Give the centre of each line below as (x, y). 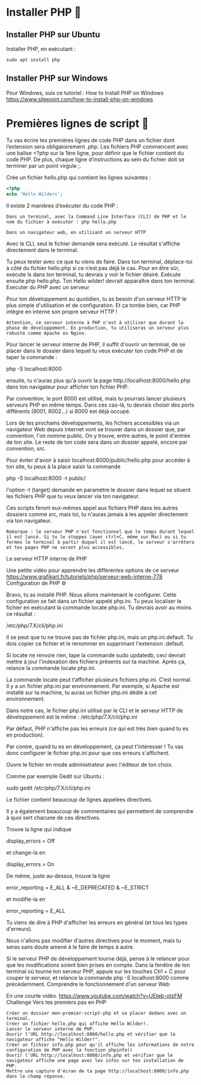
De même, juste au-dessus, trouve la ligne (58, 876)
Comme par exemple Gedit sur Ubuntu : (55, 776)
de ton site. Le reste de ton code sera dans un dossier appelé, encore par (97, 442)
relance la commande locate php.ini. (51, 668)
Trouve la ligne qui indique (39, 829)
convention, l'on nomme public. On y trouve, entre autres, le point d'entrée (98, 435)
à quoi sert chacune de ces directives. (53, 817)
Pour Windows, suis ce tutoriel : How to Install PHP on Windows (85, 93)
